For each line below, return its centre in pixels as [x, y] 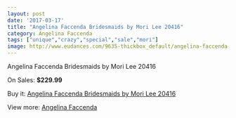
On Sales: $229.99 [35, 80]
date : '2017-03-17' [36, 20]
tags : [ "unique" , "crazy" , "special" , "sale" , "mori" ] [83, 40]
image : [17, 46]
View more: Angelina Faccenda [52, 107]
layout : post [26, 14]
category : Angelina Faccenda [50, 33]
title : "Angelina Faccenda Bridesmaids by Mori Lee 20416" [96, 27]
